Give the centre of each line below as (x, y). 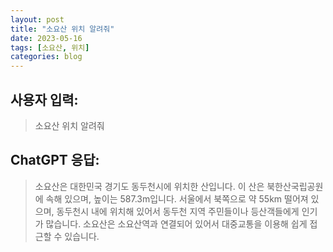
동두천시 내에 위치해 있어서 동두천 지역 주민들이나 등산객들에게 (178, 211)
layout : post (37, 19)
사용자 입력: (44, 99)
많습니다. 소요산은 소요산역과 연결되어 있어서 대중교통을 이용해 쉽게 (176, 223)
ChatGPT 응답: (55, 160)
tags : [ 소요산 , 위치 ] (50, 47)
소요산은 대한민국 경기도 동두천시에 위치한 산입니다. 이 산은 (149, 186)
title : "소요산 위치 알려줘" (62, 29)
